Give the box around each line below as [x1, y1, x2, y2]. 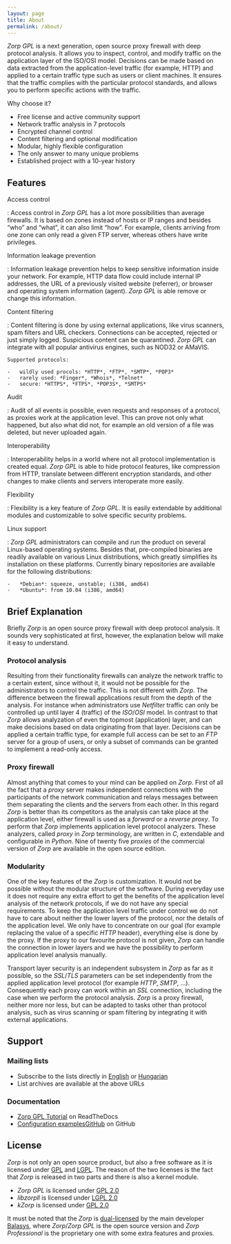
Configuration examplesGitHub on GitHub [17, 1120, 136, 1128]
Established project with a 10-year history [17, 157, 136, 165]
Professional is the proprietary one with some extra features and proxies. [7, 1229, 215, 1237]
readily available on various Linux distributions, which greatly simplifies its [7, 553, 218, 561]
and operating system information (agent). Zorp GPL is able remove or [7, 287, 207, 295]
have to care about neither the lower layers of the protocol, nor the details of [7, 913, 224, 922]
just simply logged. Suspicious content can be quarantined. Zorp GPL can [7, 336, 217, 344]
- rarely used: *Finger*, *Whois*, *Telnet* [7, 375, 143, 382]
